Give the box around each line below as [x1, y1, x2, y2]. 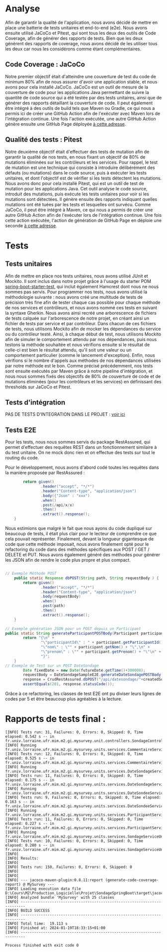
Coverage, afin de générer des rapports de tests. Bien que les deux [5, 35, 143, 41]
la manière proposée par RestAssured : [5, 470, 85, 476]
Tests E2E [5, 426, 36, 434]
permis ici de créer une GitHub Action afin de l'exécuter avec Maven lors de [5, 110, 161, 116]
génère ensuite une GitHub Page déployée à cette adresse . [5, 121, 126, 127]
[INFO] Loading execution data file [5, 886, 81, 891]
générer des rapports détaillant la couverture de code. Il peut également [5, 100, 153, 106]
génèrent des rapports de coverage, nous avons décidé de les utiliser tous [5, 40, 158, 46]
